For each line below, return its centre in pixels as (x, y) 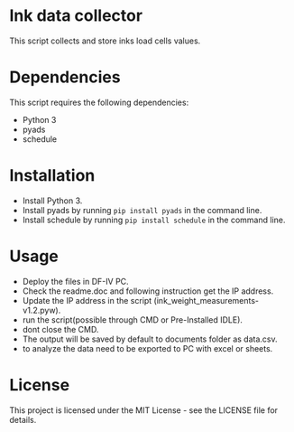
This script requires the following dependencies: (99, 102)
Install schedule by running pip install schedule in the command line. (154, 220)
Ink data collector (76, 16)
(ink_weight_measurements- (207, 300)
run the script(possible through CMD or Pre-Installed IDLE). (133, 319)
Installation (52, 176)
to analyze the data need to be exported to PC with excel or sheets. (147, 348)
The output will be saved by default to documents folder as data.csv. (150, 339)
